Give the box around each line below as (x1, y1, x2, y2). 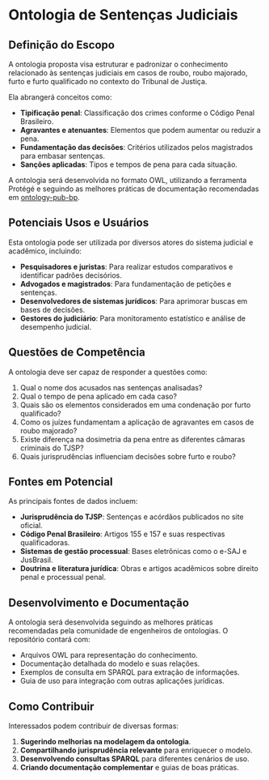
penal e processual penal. (19, 573, 107, 582)
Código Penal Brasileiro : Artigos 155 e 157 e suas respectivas (19, 529, 225, 539)
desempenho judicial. (19, 322, 92, 331)
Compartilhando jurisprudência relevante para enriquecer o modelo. (19, 745, 253, 755)
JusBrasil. (19, 555, 53, 565)
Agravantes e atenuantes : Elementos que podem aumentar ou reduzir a (19, 126, 261, 134)
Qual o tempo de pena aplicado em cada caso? (19, 391, 178, 401)
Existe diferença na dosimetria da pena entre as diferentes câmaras (19, 434, 246, 444)
